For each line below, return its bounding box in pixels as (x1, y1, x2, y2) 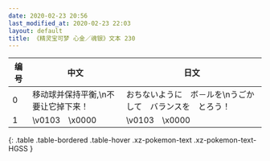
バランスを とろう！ (149, 101, 231, 113)
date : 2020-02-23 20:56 (8, 11, 88, 20)
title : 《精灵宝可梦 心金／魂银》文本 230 (8, 34, 136, 43)
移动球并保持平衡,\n (31, 89, 107, 101)
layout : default (8, 27, 63, 35)
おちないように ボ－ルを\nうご (125, 89, 247, 101)
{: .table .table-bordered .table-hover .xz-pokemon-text (8, 135, 193, 145)
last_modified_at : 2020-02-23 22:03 (8, 19, 131, 27)
